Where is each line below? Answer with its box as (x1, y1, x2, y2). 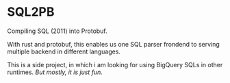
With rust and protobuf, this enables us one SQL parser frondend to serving (7, 40, 220, 48)
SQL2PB (7, 4, 55, 20)
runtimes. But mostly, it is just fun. (7, 68, 103, 76)
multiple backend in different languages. (7, 47, 121, 56)
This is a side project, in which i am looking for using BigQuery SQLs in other (7, 60, 223, 69)
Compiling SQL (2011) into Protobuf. (7, 27, 107, 35)
